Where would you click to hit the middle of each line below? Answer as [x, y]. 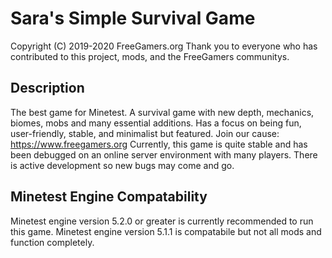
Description [47, 88]
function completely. [52, 242]
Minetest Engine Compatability [109, 197]
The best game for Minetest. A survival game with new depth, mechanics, [162, 112]
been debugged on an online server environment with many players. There [164, 154]
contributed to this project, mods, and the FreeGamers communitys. [150, 56]
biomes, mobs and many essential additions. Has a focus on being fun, [156, 123]
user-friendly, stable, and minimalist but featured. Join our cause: [145, 133]
